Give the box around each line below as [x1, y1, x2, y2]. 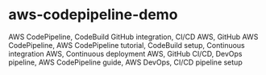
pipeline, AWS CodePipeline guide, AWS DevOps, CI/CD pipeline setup [8, 57, 243, 67]
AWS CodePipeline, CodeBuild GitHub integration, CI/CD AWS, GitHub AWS [8, 32, 259, 41]
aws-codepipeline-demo [8, 6, 178, 24]
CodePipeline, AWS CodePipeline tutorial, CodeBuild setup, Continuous [8, 40, 245, 49]
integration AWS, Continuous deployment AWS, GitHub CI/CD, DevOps [8, 49, 243, 58]
